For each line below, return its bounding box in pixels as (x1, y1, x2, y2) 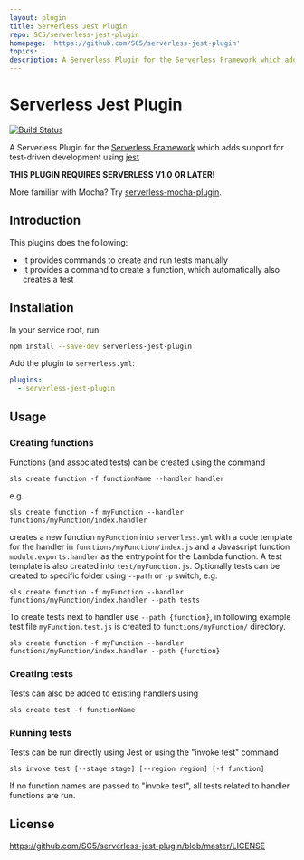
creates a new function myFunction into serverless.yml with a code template (9, 531, 293, 542)
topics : (9, 47, 39, 56)
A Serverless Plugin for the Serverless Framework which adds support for (9, 141, 285, 152)
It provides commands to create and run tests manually (22, 255, 229, 266)
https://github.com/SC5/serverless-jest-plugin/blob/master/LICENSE (9, 840, 265, 852)
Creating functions (9, 436, 94, 449)
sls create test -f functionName (9, 706, 136, 715)
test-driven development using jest (9, 151, 140, 162)
